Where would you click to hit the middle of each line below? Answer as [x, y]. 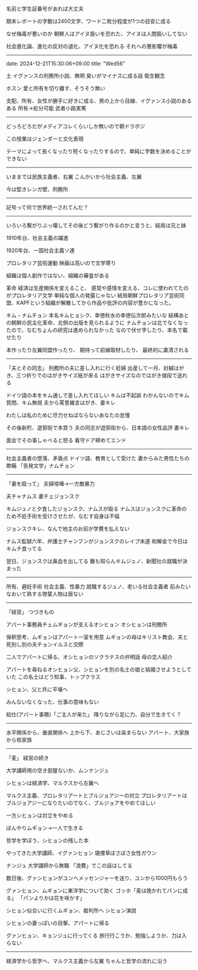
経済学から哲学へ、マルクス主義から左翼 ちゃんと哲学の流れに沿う [87, 961]
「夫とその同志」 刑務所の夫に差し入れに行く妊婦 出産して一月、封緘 [90, 368]
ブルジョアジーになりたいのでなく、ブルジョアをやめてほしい [81, 803]
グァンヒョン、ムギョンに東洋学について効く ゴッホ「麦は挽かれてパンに [94, 890]
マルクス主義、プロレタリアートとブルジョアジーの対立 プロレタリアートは [97, 795]
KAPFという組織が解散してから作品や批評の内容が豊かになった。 [95, 303]
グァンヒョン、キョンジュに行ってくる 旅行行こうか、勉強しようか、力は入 [97, 936]
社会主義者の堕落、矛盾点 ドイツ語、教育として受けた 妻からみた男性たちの [98, 458]
